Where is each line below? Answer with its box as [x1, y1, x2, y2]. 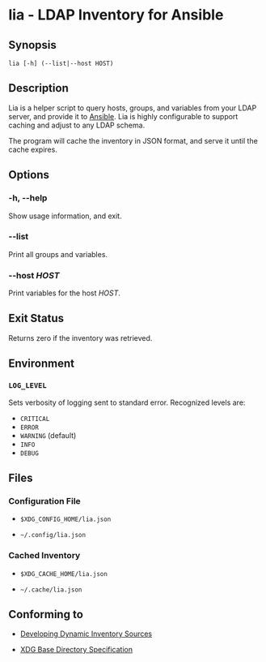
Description [8, 81, 69, 95]
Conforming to [8, 607, 83, 621]
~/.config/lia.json [19, 531, 87, 539]
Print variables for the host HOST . [8, 288, 121, 298]
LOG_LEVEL [8, 381, 47, 390]
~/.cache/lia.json [19, 586, 82, 594]
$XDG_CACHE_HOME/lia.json [19, 570, 108, 578]
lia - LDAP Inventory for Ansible [8, 6, 224, 24]
